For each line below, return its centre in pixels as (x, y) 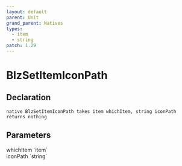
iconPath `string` (27, 156)
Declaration (29, 97)
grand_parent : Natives (35, 23)
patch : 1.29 (21, 46)
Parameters (29, 136)
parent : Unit (23, 18)
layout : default (27, 12)
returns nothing (27, 117)
